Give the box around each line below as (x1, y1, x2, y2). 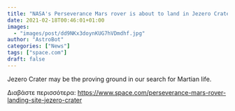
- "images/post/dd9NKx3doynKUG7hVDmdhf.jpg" (13, 29, 145, 37)
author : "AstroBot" (7, 36, 64, 43)
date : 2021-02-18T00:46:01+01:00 (7, 17, 105, 24)
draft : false (7, 56, 45, 63)
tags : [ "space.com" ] (7, 50, 68, 57)
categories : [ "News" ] (7, 43, 71, 50)
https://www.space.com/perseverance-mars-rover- (77, 88, 226, 96)
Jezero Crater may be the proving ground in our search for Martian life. (7, 75, 212, 83)
